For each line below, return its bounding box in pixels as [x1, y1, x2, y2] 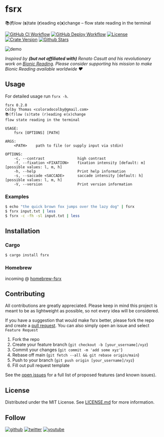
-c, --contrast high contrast [14, 156, 106, 161]
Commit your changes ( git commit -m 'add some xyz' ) [12, 347, 123, 353]
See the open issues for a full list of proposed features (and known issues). [5, 372, 157, 378]
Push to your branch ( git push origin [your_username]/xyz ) [12, 357, 135, 363]
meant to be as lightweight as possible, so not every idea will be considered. [5, 308, 159, 314]
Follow [5, 413, 26, 422]
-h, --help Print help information [14, 169, 126, 174]
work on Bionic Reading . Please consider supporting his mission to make [5, 60, 152, 67]
